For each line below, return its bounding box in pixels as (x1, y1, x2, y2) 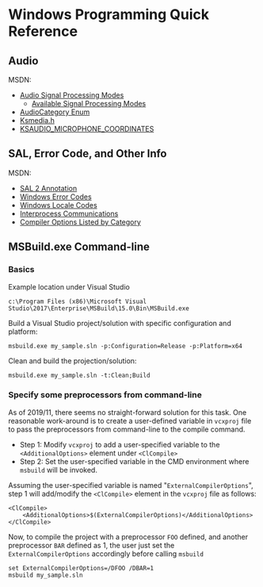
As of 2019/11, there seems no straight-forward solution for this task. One (8, 407, 247, 417)
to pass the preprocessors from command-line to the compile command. (8, 424, 246, 434)
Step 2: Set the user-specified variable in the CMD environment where (19, 456, 250, 466)
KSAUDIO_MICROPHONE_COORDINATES (19, 125, 154, 133)
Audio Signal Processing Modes (19, 90, 124, 100)
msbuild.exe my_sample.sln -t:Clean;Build (8, 371, 151, 379)
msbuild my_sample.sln (8, 571, 83, 579)
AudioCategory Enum (19, 107, 90, 117)
